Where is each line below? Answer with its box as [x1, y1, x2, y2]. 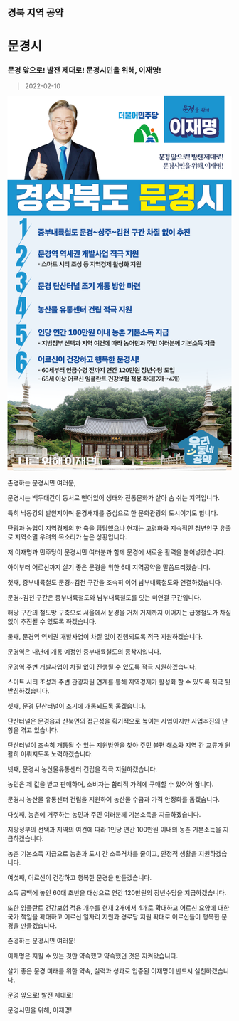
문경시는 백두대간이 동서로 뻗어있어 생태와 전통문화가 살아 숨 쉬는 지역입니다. [7, 493, 221, 502]
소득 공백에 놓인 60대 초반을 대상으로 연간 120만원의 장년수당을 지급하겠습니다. [7, 888, 227, 896]
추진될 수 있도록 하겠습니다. [20, 617, 97, 625]
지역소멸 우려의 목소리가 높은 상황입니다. [14, 532, 127, 541]
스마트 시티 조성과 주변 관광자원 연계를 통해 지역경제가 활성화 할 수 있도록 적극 [7, 677, 224, 686]
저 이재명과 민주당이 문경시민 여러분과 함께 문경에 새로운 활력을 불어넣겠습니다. [7, 547, 226, 556]
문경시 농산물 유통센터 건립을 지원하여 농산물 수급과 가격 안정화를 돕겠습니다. [7, 795, 221, 803]
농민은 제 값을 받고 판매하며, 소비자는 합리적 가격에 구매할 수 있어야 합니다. [7, 780, 214, 788]
